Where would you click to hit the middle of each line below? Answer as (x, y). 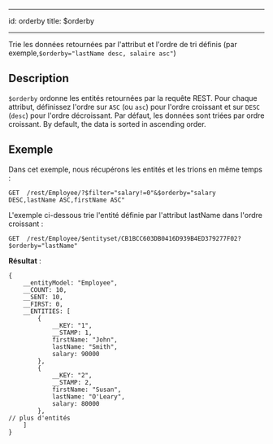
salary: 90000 (76, 354)
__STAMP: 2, (72, 382)
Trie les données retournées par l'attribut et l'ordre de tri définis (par (123, 44)
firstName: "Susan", (87, 390)
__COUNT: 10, (45, 289)
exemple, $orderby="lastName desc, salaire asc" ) (92, 53)
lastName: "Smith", (84, 346)
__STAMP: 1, (72, 333)
